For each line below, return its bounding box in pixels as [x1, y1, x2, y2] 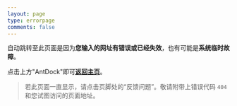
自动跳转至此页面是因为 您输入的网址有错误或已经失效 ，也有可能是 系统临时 [7, 44, 224, 52]
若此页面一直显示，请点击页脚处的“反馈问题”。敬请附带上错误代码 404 [24, 83, 227, 91]
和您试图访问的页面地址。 [24, 91, 99, 100]
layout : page [7, 10, 46, 18]
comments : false [7, 23, 55, 30]
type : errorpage [7, 17, 55, 24]
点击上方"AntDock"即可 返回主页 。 [7, 68, 107, 76]
